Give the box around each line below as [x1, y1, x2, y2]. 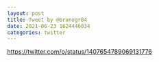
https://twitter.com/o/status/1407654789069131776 [7, 48, 153, 56]
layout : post [7, 10, 45, 17]
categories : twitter [7, 29, 66, 36]
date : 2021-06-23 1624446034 [7, 22, 90, 29]
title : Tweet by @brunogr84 [7, 16, 88, 23]
